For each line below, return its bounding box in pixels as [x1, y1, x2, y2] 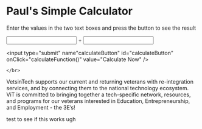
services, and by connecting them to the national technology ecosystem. [6, 84, 189, 91]
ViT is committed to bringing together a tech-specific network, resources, [6, 91, 191, 98]
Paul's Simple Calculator [6, 4, 133, 18]
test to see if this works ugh [6, 115, 76, 122]
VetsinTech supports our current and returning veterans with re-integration [6, 78, 193, 85]
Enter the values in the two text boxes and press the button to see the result [6, 24, 197, 31]
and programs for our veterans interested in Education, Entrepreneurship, [6, 97, 190, 104]
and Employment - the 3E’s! [6, 104, 75, 111]
